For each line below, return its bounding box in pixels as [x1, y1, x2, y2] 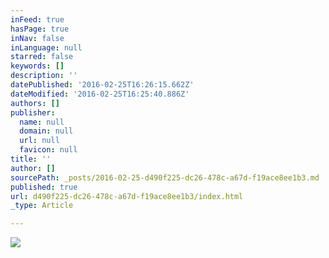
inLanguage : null [10, 42, 83, 53]
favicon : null [19, 145, 78, 155]
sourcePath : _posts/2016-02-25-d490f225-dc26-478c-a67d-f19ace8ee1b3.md [10, 172, 320, 183]
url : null [19, 136, 60, 146]
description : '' [10, 71, 78, 81]
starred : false [10, 52, 74, 62]
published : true [10, 182, 78, 192]
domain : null [19, 126, 74, 136]
